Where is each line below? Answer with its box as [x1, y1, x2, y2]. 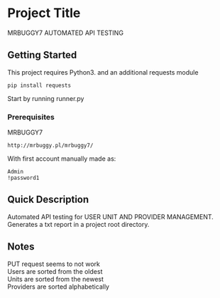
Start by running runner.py [7, 94, 84, 102]
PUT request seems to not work [7, 260, 101, 268]
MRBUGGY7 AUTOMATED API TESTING [7, 28, 124, 37]
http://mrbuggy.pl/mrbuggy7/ [7, 142, 94, 149]
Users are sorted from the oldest [7, 267, 103, 275]
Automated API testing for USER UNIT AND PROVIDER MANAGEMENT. [7, 212, 214, 221]
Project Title [7, 5, 81, 21]
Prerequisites [7, 112, 55, 122]
